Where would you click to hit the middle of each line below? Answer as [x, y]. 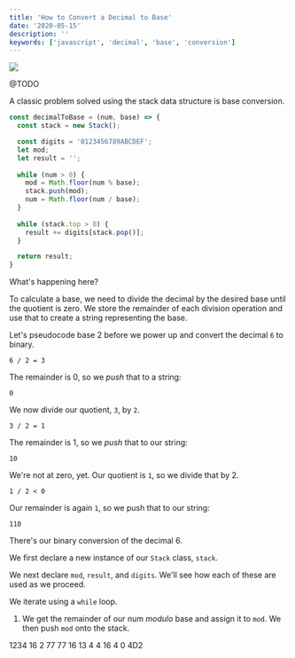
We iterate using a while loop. [63, 602]
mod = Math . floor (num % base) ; [83, 183]
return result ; [45, 257]
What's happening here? [54, 282]
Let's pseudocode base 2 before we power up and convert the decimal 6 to [146, 335]
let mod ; [33, 150]
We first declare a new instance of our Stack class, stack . [114, 558]
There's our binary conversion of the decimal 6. [96, 541]
